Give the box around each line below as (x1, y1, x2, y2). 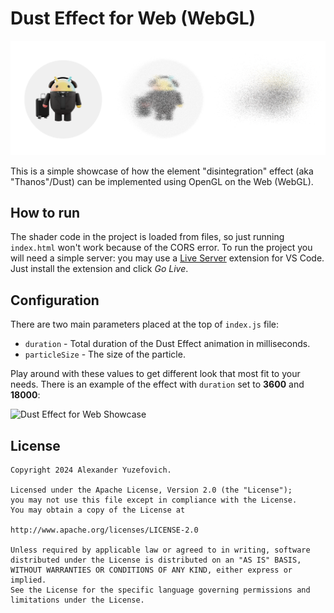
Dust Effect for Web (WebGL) (10, 7, 257, 30)
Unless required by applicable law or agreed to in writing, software (10, 545, 311, 555)
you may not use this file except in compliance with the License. (10, 495, 298, 505)
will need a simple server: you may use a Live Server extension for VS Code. (10, 252, 325, 264)
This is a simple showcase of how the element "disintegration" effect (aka (10, 165, 314, 177)
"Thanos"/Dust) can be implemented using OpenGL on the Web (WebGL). (10, 175, 314, 187)
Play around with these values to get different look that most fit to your (10, 368, 301, 380)
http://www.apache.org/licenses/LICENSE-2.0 (10, 525, 199, 535)
